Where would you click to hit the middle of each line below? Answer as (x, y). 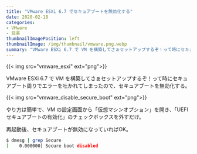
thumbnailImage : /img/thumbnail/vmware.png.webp (67, 45)
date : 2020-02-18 (27, 17)
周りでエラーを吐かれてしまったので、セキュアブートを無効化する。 (108, 85)
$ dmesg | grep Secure (34, 140)
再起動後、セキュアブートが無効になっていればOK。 (69, 129)
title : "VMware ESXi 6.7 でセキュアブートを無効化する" (69, 11)
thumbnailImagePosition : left (43, 39)
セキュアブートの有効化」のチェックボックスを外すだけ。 (75, 117)
